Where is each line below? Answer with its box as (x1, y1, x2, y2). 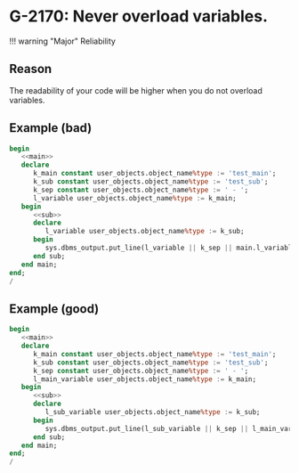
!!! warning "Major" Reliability (9, 36, 116, 46)
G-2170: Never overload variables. (9, 6, 269, 27)
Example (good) (9, 301, 100, 316)
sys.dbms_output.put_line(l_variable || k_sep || (44, 243, 233, 253)
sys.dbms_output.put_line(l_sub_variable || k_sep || (44, 424, 249, 433)
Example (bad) (9, 120, 93, 135)
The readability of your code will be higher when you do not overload (9, 85, 263, 95)
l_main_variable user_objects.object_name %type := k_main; (32, 374, 256, 384)
